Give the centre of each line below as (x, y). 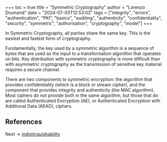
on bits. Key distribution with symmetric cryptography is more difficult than (82, 59)
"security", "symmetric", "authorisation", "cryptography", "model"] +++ (79, 23)
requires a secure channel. (33, 69)
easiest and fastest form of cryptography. (48, 38)
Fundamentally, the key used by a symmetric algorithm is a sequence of (80, 48)
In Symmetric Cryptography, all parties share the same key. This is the (78, 33)
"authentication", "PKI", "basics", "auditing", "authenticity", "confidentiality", (83, 18)
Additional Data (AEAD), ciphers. (39, 106)
